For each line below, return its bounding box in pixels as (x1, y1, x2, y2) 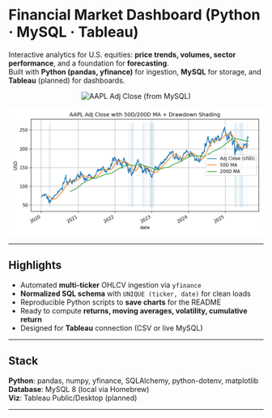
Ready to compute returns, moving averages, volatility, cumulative (19, 305, 249, 315)
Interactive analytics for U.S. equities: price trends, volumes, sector (8, 49, 236, 59)
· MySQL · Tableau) (8, 23, 139, 41)
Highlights (8, 258, 62, 272)
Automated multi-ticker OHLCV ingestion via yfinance (19, 279, 202, 289)
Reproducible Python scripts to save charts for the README (19, 297, 221, 307)
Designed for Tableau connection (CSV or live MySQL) (19, 322, 204, 333)
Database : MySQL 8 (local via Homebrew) (8, 384, 150, 394)
